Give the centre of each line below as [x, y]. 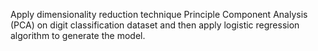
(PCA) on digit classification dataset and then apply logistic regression [155, 25]
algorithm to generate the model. [78, 35]
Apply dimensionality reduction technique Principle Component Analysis [159, 14]
